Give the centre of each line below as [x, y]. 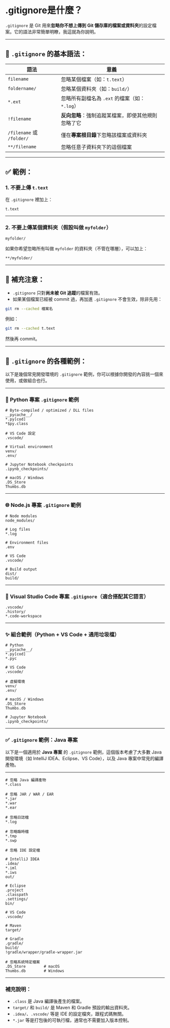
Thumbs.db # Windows [35, 971]
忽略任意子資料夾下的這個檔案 [97, 147]
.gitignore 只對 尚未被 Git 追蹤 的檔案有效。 [57, 293]
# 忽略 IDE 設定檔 [23, 850]
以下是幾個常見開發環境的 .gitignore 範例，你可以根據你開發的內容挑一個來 [84, 374]
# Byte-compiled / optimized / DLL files [50, 411]
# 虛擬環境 [15, 682]
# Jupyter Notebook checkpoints [39, 465]
